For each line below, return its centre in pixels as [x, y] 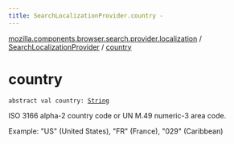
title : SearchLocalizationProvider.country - [86, 16]
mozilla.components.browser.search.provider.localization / [105, 38]
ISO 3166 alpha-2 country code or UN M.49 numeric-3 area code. [117, 115]
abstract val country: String [59, 101]
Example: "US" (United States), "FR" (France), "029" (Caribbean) [116, 131]
